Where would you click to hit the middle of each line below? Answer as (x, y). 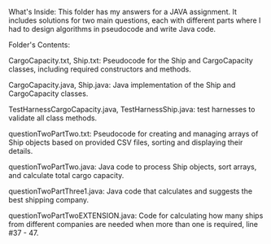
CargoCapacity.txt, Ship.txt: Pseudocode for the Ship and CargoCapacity (131, 61)
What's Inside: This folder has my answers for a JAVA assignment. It (123, 12)
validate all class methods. (53, 118)
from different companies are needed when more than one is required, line (133, 224)
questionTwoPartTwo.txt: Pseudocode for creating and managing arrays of (133, 134)
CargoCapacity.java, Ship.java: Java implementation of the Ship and (122, 85)
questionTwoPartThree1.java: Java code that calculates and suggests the (131, 191)
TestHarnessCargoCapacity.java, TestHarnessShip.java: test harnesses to (132, 109)
